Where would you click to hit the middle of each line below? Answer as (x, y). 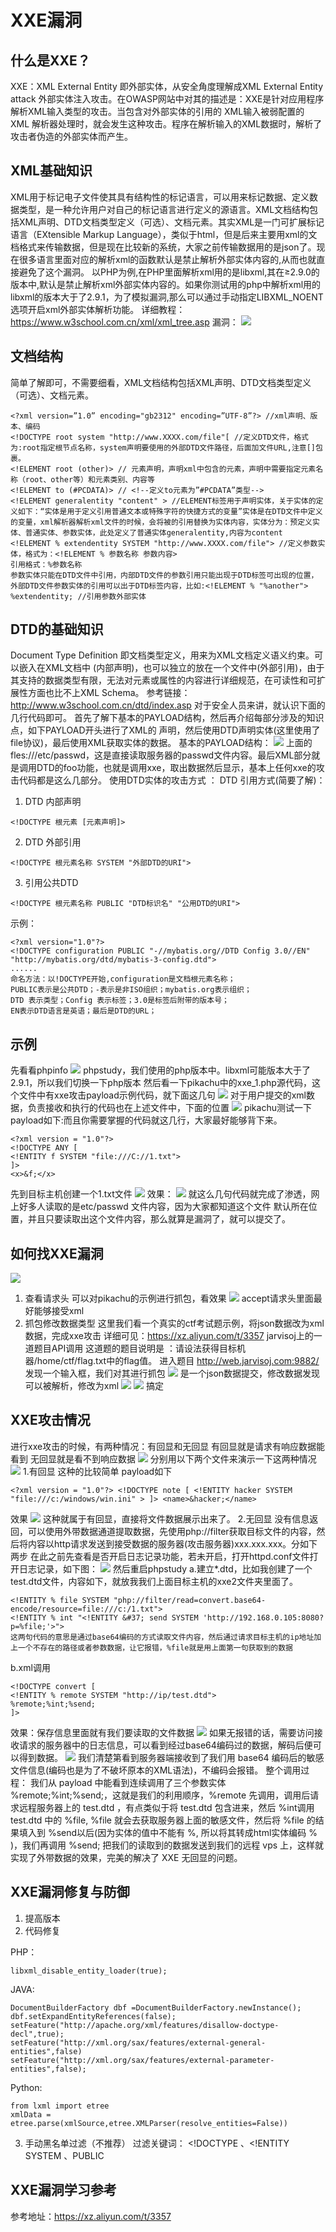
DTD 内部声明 (53, 802)
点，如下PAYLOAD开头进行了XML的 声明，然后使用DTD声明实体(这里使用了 (165, 730)
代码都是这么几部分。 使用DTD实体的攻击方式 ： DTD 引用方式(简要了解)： (172, 780)
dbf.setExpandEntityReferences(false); (93, 2016)
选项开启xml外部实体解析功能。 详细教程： (98, 309)
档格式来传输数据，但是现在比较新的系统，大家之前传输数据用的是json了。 (163, 247)
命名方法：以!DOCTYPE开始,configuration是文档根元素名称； (123, 979)
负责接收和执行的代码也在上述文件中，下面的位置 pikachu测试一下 (169, 1108)
